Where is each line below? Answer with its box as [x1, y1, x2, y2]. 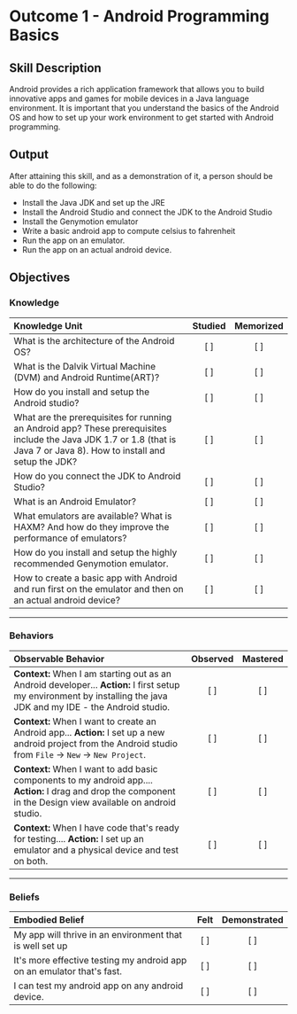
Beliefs [9, 891, 40, 903]
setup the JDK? [13, 455, 78, 467]
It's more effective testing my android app [13, 955, 187, 967]
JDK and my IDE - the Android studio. [13, 700, 171, 713]
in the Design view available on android [13, 796, 177, 808]
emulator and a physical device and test [13, 844, 179, 856]
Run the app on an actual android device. [21, 244, 172, 254]
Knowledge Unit [13, 319, 83, 331]
